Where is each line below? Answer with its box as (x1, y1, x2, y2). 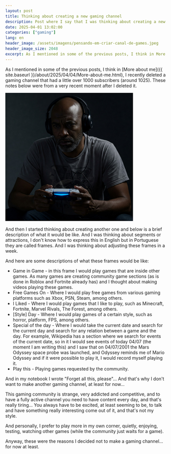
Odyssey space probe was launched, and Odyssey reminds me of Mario (12, 349, 165, 356)
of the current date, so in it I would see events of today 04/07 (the (12, 338, 152, 344)
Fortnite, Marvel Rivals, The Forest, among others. (12, 305, 118, 312)
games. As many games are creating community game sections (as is (12, 273, 159, 279)
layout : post (5, 8, 33, 13)
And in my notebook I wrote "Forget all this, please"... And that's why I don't (5, 376, 164, 382)
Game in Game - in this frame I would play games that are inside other (12, 267, 160, 274)
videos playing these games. (12, 284, 73, 290)
